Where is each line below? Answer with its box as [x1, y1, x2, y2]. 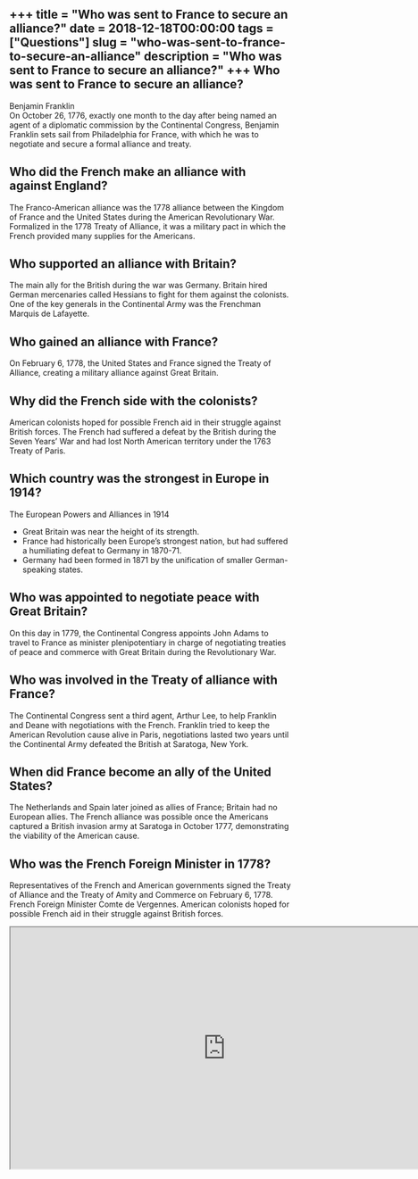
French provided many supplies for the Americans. [9, 230, 196, 241]
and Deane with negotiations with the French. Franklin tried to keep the [9, 719, 271, 730]
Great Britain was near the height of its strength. [21, 526, 200, 536]
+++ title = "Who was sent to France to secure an [9, 7, 288, 22]
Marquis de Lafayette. [9, 308, 90, 320]
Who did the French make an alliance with [9, 164, 247, 179]
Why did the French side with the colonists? [9, 393, 258, 409]
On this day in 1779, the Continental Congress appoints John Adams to [9, 627, 270, 638]
